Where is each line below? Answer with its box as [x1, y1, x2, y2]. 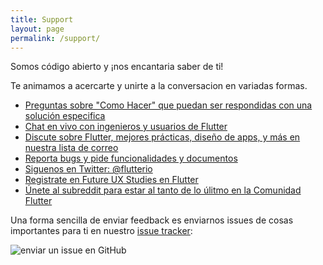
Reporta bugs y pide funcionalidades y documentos [24, 152, 238, 165]
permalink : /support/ [10, 33, 101, 43]
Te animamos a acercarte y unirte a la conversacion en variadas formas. [10, 80, 308, 92]
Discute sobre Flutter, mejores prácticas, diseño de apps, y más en [24, 131, 301, 143]
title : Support [10, 14, 74, 25]
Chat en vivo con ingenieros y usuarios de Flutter [24, 121, 228, 133]
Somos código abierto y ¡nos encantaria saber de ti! [10, 61, 224, 73]
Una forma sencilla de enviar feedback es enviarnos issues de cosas [10, 214, 294, 226]
